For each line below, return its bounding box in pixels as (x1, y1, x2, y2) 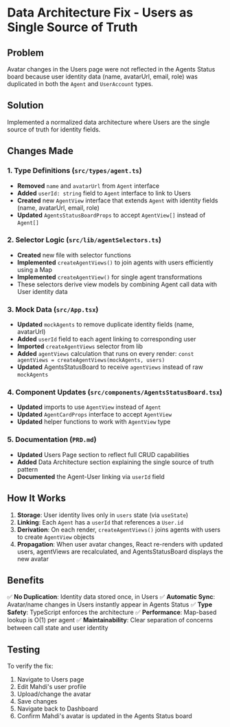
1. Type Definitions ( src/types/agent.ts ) (7, 166, 142, 176)
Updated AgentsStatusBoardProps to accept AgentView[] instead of (16, 211, 206, 219)
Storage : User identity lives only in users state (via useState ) (16, 511, 189, 519)
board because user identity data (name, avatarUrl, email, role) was (7, 72, 198, 81)
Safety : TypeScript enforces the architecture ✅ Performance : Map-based (7, 608, 217, 617)
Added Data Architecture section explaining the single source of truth (16, 458, 214, 466)
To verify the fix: (7, 662, 54, 671)
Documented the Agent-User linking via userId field (16, 472, 165, 481)
